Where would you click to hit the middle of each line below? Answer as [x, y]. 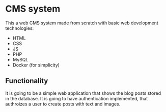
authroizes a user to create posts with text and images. [63, 104]
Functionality [27, 81]
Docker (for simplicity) [36, 65]
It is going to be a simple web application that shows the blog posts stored [83, 93]
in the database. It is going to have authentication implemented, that [77, 98]
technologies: [20, 28]
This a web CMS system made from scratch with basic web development [82, 23]
